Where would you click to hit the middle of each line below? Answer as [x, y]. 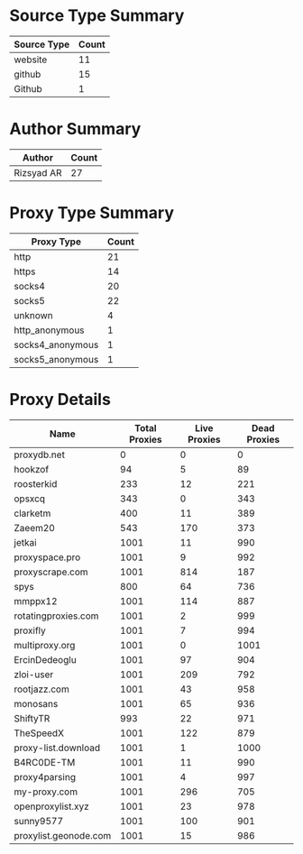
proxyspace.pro [47, 557]
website [31, 60]
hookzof [32, 469]
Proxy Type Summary [92, 213]
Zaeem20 [35, 528]
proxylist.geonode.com [63, 835]
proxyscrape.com [51, 572]
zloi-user [34, 675]
